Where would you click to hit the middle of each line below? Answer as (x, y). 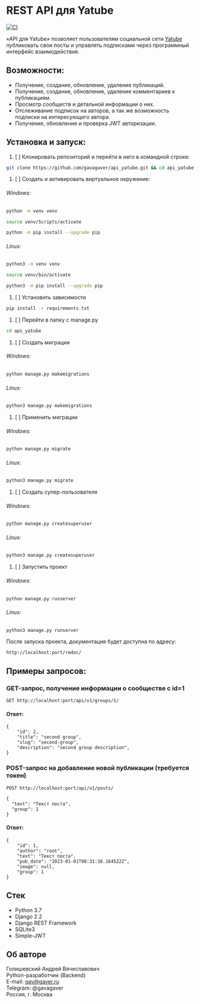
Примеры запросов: (46, 671)
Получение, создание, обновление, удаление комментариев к (95, 91)
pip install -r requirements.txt (48, 308)
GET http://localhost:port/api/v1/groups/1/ (63, 701)
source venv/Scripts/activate (44, 222)
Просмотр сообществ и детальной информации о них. (84, 104)
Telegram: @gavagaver (35, 988)
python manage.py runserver (41, 599)
